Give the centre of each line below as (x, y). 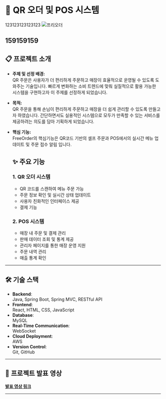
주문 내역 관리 (33, 252)
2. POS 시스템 (28, 221)
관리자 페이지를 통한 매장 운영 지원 (53, 245)
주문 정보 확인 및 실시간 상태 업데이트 (55, 195)
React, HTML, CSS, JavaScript (43, 310)
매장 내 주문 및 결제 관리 (43, 233)
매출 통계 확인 (33, 258)
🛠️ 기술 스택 (22, 280)
